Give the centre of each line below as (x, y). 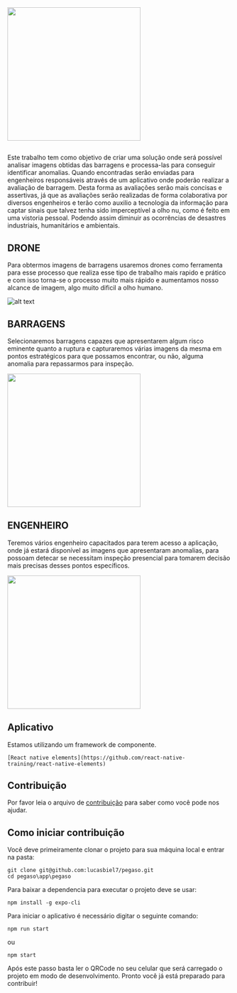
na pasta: (21, 857)
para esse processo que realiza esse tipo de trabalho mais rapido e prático (117, 272)
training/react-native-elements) (57, 764)
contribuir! (22, 984)
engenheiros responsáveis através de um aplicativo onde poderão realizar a (118, 180)
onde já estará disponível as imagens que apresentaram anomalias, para (113, 550)
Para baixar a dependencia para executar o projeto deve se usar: (102, 890)
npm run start (28, 929)
